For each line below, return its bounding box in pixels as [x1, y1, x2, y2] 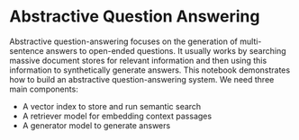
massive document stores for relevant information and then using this [9, 55, 267, 66]
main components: [9, 83, 78, 94]
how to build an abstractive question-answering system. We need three [9, 74, 275, 84]
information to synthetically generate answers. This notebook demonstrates [9, 65, 291, 75]
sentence [9, 45, 44, 56]
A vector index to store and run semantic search [22, 101, 202, 111]
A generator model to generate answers [22, 119, 171, 131]
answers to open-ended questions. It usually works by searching [45, 45, 286, 56]
